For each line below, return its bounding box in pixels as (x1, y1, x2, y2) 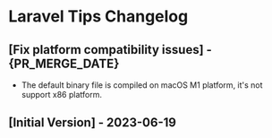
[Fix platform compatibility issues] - (8, 42, 212, 57)
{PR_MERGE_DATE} (8, 56, 120, 71)
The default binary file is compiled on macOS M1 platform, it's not (21, 80, 263, 91)
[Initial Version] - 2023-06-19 (8, 115, 176, 131)
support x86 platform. (21, 90, 102, 99)
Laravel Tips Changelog (8, 6, 189, 27)
